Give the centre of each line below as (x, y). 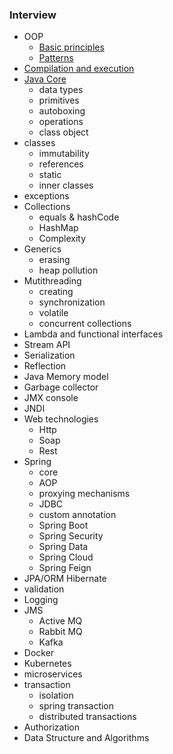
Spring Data (63, 547)
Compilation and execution (79, 69)
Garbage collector (61, 387)
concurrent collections (85, 324)
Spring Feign (65, 568)
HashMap (58, 228)
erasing (54, 260)
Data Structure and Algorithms (86, 738)
